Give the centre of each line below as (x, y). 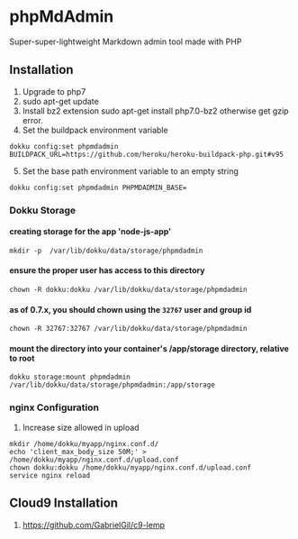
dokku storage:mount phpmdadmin (70, 377)
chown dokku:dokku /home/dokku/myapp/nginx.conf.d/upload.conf (131, 467)
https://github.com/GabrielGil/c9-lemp (93, 525)
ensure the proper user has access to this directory (107, 270)
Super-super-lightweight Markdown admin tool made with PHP (126, 41)
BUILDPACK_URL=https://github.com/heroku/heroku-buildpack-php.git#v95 (146, 154)
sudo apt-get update (60, 101)
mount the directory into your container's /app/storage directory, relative (149, 348)
